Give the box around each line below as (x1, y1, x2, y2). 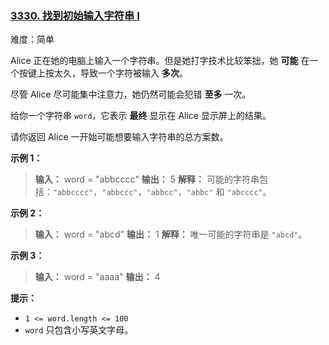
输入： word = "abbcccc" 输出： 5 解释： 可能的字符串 (34, 173, 260, 186)
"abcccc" (226, 188, 263, 198)
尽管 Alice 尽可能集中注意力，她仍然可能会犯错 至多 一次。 (10, 88, 252, 101)
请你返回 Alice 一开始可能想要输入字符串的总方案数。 (10, 131, 229, 143)
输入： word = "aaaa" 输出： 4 (34, 271, 161, 283)
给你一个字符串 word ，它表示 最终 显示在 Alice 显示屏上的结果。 (10, 110, 272, 122)
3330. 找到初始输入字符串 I (10, 8, 140, 22)
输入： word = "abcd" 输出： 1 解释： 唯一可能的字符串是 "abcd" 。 (34, 228, 308, 241)
